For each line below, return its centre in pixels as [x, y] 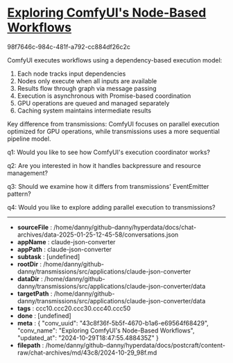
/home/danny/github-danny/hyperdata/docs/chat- [125, 227]
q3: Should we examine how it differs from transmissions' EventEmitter [108, 186]
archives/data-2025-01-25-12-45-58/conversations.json [98, 235]
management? [28, 173]
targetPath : [35, 294]
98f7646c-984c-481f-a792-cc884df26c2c [69, 47]
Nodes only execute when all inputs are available [87, 81]
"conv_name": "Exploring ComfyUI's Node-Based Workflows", [106, 330]
